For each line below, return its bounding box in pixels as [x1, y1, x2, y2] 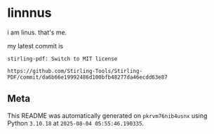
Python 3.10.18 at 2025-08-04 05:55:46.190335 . [7, 119, 145, 127]
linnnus [7, 5, 52, 21]
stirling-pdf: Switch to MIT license [7, 55, 118, 62]
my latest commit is [7, 41, 64, 50]
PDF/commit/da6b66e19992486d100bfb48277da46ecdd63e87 [7, 74, 168, 81]
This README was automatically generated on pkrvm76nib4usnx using [7, 111, 208, 120]
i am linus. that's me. [7, 28, 67, 36]
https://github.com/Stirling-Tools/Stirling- [7, 67, 142, 74]
